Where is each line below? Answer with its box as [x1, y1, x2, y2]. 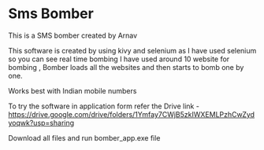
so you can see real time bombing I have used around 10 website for [8, 54, 230, 64]
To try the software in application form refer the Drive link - [8, 101, 199, 111]
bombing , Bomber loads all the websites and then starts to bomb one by [8, 62, 244, 71]
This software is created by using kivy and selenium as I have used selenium [8, 46, 257, 55]
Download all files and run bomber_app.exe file [8, 133, 161, 142]
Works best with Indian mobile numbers [8, 86, 137, 95]
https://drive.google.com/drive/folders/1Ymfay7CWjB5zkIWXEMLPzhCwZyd [8, 109, 255, 119]
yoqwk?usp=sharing [8, 118, 75, 127]
